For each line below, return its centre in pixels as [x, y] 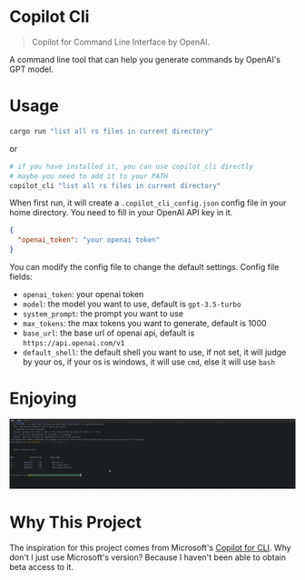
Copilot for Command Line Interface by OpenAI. [121, 42]
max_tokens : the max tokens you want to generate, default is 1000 [144, 323]
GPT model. [32, 69]
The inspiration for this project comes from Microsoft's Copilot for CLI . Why [151, 547]
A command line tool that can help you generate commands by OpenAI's [145, 59]
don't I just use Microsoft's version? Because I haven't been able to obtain [148, 557]
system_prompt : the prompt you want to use [103, 314]
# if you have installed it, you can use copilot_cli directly [132, 166]
